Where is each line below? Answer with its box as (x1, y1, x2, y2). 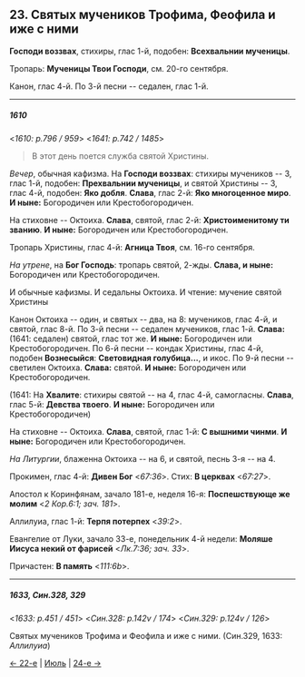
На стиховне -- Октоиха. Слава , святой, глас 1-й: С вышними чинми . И (9, 426, 288, 437)
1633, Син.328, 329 (9, 590, 86, 601)
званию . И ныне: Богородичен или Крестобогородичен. (9, 224, 229, 235)
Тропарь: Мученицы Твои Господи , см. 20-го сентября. (9, 63, 229, 74)
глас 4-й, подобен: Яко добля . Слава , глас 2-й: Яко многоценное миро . (9, 187, 291, 198)
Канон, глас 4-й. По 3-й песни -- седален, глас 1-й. (9, 81, 209, 92)
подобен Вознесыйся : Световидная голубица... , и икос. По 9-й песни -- (9, 352, 294, 363)
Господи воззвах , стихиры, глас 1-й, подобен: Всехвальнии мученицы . (9, 45, 290, 56)
